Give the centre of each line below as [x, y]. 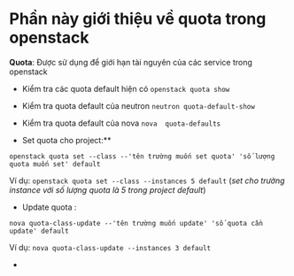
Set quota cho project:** [66, 140]
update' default [39, 231]
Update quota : [49, 207]
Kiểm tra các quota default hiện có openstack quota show [126, 88]
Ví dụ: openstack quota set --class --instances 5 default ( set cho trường [147, 180]
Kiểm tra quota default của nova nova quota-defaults [121, 123]
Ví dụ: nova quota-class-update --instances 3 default [110, 247]
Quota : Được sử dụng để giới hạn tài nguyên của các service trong [131, 62]
